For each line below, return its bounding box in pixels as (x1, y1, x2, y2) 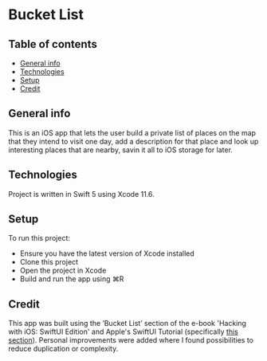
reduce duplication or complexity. (8, 344, 119, 354)
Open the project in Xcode (19, 265, 107, 276)
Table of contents (8, 37, 97, 51)
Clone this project (19, 257, 78, 267)
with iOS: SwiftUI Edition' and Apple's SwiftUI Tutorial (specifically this (8, 327, 239, 336)
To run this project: (8, 233, 70, 243)
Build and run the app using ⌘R (19, 274, 124, 284)
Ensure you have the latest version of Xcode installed (19, 249, 195, 258)
